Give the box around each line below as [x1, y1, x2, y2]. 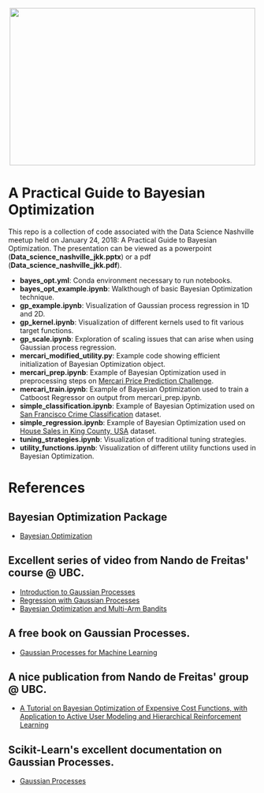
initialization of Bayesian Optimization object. [19, 359, 165, 369]
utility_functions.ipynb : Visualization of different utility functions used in [19, 443, 256, 452]
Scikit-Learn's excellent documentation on [8, 743, 222, 756]
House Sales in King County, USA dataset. [19, 426, 157, 435]
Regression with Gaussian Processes [19, 595, 140, 605]
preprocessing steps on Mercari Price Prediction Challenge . [19, 376, 214, 385]
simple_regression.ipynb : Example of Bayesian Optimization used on [19, 417, 246, 427]
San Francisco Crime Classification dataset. [19, 409, 162, 419]
